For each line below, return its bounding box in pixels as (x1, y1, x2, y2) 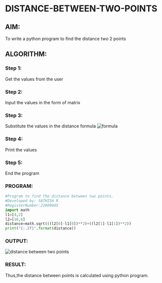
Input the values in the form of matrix (5, 99, 81, 105)
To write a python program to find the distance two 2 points (5, 36, 126, 41)
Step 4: (5, 135, 23, 142)
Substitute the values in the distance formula (5, 123, 96, 129)
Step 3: (5, 112, 23, 119)
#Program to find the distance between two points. (5, 194, 114, 199)
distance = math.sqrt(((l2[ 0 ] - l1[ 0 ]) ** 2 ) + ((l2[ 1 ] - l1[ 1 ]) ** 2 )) (5, 221, 132, 226)
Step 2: (5, 88, 23, 95)
